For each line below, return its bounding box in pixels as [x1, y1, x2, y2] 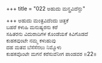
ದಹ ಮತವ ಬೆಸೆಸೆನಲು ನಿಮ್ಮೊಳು [6, 44, 61, 51]
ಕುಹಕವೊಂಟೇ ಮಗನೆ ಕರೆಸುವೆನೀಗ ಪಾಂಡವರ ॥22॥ [6, 51, 97, 57]
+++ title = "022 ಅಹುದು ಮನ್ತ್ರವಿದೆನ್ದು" [6, 5, 85, 12]
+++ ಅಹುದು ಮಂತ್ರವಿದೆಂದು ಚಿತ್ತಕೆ [6, 17, 69, 24]
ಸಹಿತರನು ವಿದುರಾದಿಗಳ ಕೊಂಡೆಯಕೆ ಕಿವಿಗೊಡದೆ [6, 30, 88, 37]
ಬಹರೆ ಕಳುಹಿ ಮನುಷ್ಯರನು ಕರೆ [6, 24, 58, 30]
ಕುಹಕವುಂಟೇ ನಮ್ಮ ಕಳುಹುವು [6, 37, 56, 44]
